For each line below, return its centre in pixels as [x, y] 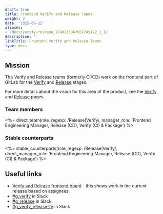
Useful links [24, 174]
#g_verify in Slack [30, 196]
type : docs [16, 46]
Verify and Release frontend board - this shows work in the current [79, 186]
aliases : [14, 28]
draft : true [17, 9]
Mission [18, 65]
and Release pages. [25, 97]
